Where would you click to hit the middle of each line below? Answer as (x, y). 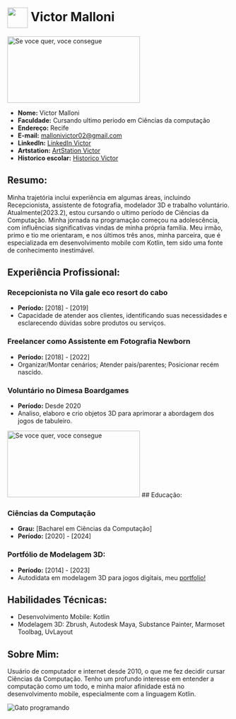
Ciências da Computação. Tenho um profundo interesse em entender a (111, 679)
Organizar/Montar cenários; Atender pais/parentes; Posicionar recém (118, 364)
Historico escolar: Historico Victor (68, 158)
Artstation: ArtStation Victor (59, 150)
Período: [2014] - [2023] (54, 570)
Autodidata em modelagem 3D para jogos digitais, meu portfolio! (112, 577)
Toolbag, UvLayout (45, 632)
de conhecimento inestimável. (51, 250)
